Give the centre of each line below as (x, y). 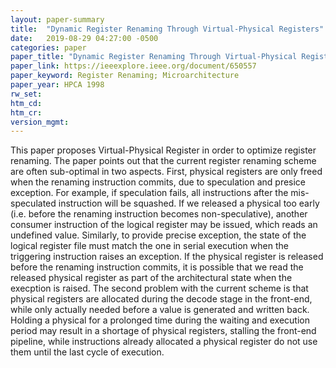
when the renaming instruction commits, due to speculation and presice (158, 182)
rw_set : (26, 94)
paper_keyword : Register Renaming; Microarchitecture (125, 76)
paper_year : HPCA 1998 (57, 85)
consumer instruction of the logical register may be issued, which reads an (164, 225)
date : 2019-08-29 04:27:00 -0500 (84, 38)
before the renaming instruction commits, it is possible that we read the (157, 267)
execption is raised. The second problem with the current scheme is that (159, 288)
